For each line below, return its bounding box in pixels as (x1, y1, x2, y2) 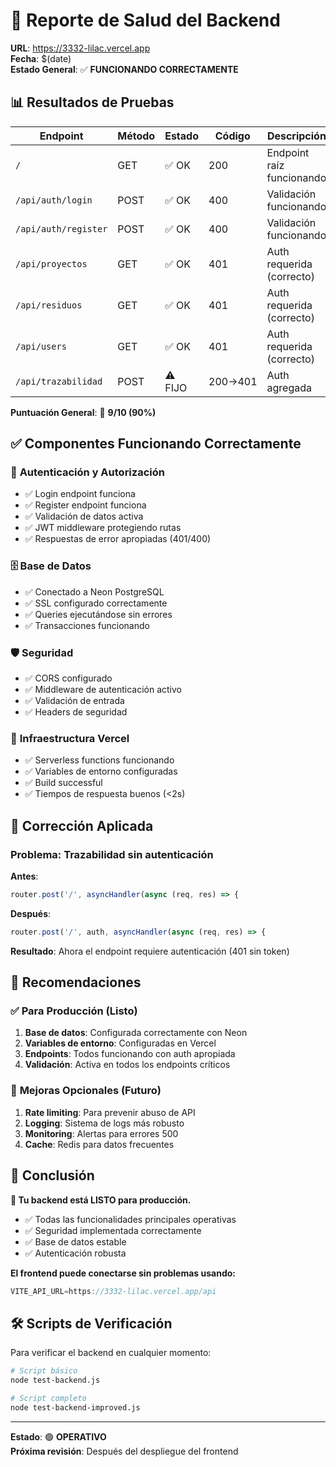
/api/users (15, 340, 67, 352)
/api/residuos (15, 299, 83, 311)
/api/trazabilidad (15, 375, 103, 387)
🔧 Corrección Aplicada (10, 817, 154, 834)
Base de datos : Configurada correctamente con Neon (24, 1027, 248, 1039)
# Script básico (10, 1366, 78, 1376)
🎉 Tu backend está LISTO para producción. (10, 1194, 192, 1206)
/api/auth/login (15, 194, 93, 206)
